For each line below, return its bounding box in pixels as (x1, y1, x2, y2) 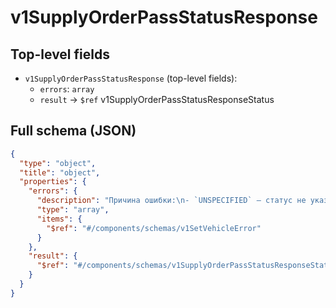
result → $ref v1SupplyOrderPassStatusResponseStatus (39, 94, 275, 105)
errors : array (39, 83, 95, 95)
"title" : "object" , (19, 167, 101, 178)
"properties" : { (19, 177, 87, 187)
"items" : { (36, 214, 83, 224)
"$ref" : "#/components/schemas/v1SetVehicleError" (46, 223, 262, 233)
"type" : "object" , (19, 158, 97, 168)
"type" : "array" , (36, 205, 110, 215)
